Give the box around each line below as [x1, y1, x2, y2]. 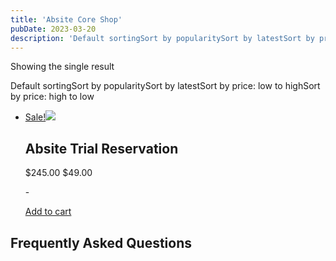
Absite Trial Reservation [24, 140, 179, 157]
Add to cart [24, 206, 72, 218]
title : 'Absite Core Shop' [10, 14, 123, 25]
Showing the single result [10, 61, 115, 73]
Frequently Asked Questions [10, 234, 193, 251]
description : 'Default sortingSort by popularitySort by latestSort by [10, 33, 315, 43]
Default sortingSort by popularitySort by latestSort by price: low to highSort [10, 80, 321, 92]
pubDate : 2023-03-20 [10, 24, 97, 34]
